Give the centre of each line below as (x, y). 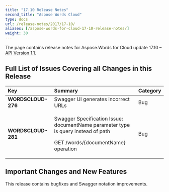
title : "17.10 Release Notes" (37, 10)
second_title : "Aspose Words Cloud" (44, 15)
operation (65, 149)
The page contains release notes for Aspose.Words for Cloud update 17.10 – (83, 47)
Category (150, 90)
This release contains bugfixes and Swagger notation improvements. (76, 183)
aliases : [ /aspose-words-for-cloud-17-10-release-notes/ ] (67, 29)
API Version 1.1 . (21, 53)
